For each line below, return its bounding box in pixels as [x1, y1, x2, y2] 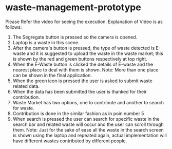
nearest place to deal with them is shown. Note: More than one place [12, 66, 159, 73]
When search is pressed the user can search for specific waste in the [12, 116, 160, 122]
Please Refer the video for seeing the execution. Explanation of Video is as [5, 18, 163, 25]
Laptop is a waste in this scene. [12, 39, 80, 45]
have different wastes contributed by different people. [12, 138, 127, 144]
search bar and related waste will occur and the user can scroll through [12, 121, 164, 127]
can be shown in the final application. [12, 72, 92, 78]
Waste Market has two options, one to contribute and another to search [12, 99, 164, 105]
